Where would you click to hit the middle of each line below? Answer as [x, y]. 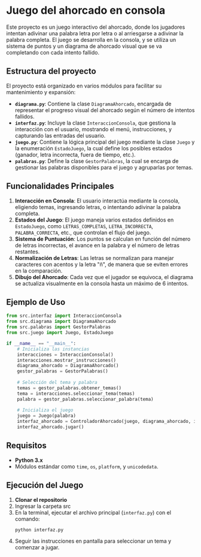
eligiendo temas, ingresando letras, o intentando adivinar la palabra [98, 207]
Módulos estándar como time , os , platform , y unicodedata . [86, 466]
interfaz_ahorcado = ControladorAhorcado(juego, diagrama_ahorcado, [104, 422]
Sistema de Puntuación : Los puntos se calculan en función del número [103, 239]
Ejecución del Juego [45, 485]
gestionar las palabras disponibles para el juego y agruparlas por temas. [104, 167]
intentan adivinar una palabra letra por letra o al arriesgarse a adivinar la [95, 33]
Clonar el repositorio [41, 500]
